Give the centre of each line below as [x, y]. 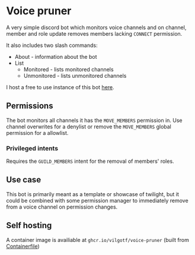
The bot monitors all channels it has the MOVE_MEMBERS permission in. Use [94, 120]
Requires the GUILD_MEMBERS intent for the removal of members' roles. [90, 161]
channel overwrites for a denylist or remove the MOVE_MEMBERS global [89, 127]
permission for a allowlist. [37, 133]
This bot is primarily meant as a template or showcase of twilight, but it [93, 194]
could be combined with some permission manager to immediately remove [97, 200]
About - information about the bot [56, 56]
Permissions [30, 106]
